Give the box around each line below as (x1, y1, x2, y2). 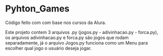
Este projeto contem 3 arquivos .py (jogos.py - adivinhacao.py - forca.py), (5, 29, 158, 35)
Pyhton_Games (5, 3, 70, 14)
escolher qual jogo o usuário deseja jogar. (5, 45, 92, 51)
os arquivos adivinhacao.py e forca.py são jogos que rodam (5, 34, 129, 40)
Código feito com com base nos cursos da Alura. (5, 19, 106, 25)
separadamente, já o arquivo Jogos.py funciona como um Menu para (5, 39, 148, 45)
